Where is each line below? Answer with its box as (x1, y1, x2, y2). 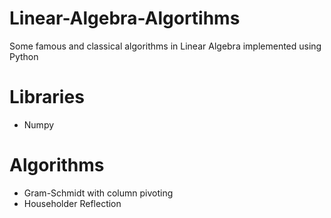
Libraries (9, 86, 85, 109)
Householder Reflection (23, 197, 122, 209)
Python (9, 50, 39, 62)
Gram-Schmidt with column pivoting (23, 187, 174, 199)
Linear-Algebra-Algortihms (9, 7, 241, 30)
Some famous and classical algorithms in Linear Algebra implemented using (9, 40, 322, 52)
